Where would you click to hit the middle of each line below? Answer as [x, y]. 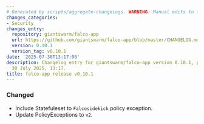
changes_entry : [25, 29]
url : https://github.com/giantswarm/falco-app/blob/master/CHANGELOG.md [106, 40]
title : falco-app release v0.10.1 [50, 74]
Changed [20, 95]
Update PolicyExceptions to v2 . [54, 114]
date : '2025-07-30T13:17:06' [43, 57]
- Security [20, 23]
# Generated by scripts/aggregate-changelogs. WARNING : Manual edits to [100, 12]
